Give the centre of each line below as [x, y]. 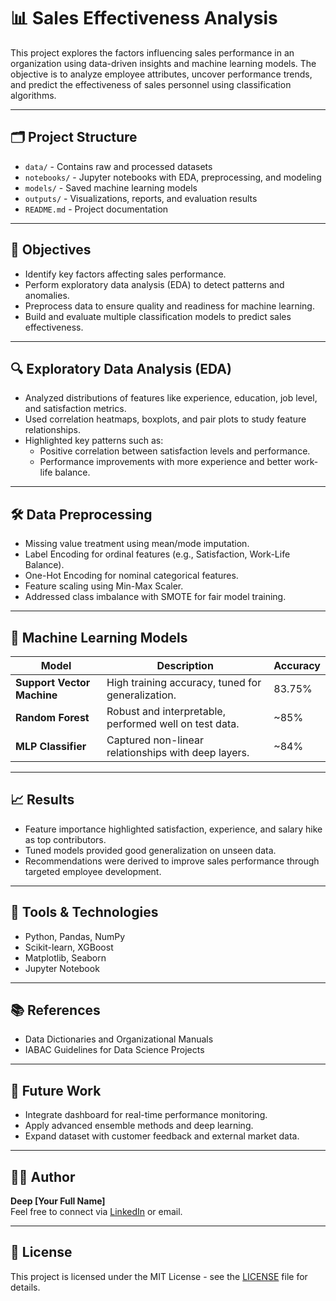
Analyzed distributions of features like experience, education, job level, [171, 398]
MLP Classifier [51, 746]
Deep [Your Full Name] [58, 1201]
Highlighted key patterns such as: [94, 441]
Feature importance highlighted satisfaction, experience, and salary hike [173, 829]
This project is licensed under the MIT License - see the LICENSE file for [159, 1276]
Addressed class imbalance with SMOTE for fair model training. [155, 597]
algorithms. [33, 95]
